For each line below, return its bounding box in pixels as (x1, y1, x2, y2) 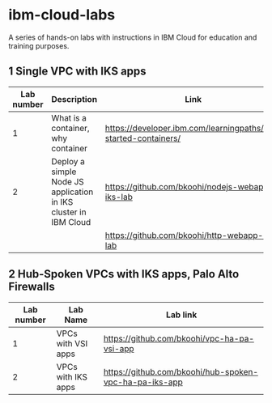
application (51, 186, 94, 197)
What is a (51, 112, 87, 123)
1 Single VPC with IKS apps (8, 65, 147, 78)
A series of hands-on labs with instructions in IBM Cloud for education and (8, 32, 257, 42)
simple (51, 166, 77, 177)
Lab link (165, 309, 198, 320)
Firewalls (8, 280, 55, 294)
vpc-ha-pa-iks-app (103, 376, 184, 388)
